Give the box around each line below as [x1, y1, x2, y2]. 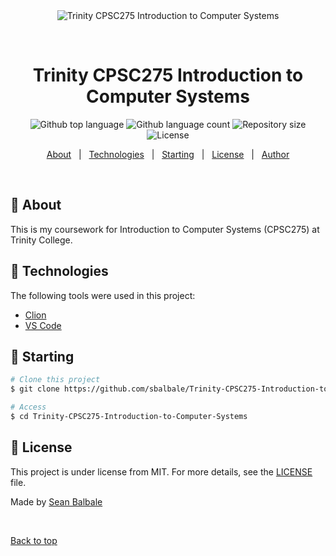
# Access [10, 402, 47, 413]
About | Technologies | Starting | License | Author [46, 148, 290, 160]
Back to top [10, 534, 58, 546]
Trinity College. [10, 234, 73, 246]
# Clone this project [10, 375, 101, 385]
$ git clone [10, 384, 60, 394]
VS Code [24, 319, 62, 331]
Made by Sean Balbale [10, 495, 103, 508]
